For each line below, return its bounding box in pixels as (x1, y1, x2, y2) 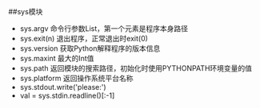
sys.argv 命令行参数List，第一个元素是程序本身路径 (19, 24, 189, 33)
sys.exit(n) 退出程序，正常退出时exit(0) (19, 34, 148, 43)
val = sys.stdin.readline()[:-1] (19, 91, 115, 100)
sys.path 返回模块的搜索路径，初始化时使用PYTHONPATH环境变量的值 (19, 64, 253, 73)
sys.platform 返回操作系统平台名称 (19, 74, 134, 83)
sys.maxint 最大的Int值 (19, 54, 94, 63)
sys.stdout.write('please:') (19, 83, 106, 91)
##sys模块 (8, 7, 43, 16)
